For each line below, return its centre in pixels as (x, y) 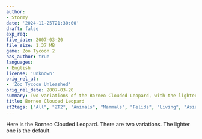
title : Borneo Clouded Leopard (45, 101)
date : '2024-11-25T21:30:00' (43, 23)
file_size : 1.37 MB (31, 46)
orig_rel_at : (23, 79)
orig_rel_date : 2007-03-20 (40, 90)
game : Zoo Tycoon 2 (31, 51)
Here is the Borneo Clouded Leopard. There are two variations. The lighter (98, 124)
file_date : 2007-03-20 (35, 40)
